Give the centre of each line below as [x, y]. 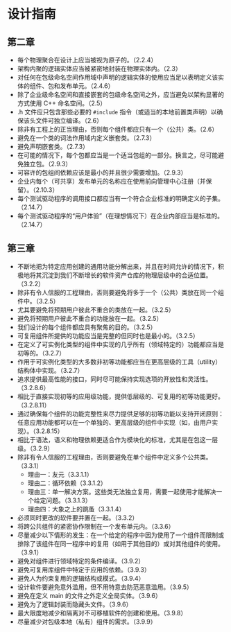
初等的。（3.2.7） [41, 353]
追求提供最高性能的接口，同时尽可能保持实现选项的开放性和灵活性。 [114, 379]
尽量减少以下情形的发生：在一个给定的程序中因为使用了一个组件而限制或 [120, 535]
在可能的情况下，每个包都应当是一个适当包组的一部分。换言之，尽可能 [118, 155]
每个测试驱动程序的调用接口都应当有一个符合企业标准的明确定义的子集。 [120, 199]
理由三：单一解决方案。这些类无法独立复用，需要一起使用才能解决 [122, 491]
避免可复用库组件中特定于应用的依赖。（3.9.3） [84, 570]
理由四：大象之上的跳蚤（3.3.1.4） [76, 509]
